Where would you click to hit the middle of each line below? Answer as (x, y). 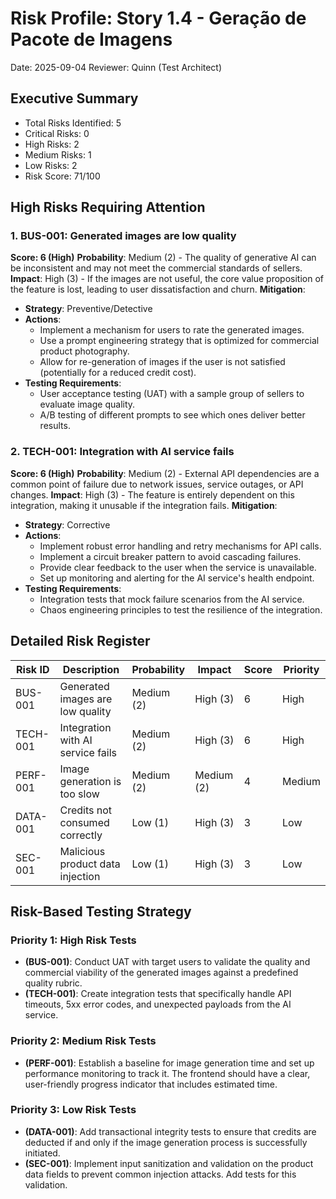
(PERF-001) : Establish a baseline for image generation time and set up (169, 1063)
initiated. (42, 1153)
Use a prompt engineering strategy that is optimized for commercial (179, 341)
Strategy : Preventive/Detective (88, 309)
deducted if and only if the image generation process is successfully (166, 1142)
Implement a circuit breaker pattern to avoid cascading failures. (170, 556)
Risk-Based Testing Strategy (101, 911)
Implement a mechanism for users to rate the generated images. (172, 330)
